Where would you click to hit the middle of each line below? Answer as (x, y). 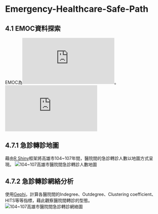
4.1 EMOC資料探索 (33, 28)
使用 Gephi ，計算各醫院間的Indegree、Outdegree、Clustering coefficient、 (80, 194)
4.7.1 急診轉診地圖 (32, 145)
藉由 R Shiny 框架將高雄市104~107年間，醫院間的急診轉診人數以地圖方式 (77, 158)
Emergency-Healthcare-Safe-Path (77, 9)
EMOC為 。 (62, 82)
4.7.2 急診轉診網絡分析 (39, 181)
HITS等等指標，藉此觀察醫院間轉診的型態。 (49, 200)
